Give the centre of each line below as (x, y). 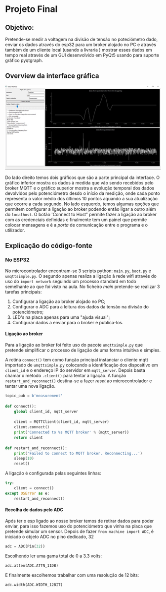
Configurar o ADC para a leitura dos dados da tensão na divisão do (81, 306)
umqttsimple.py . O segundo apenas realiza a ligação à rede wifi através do (81, 276)
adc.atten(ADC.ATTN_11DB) (32, 565)
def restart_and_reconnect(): (36, 448)
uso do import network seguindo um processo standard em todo (71, 281)
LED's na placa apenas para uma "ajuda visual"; (61, 317)
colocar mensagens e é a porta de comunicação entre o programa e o (77, 225)
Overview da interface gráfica (52, 76)
